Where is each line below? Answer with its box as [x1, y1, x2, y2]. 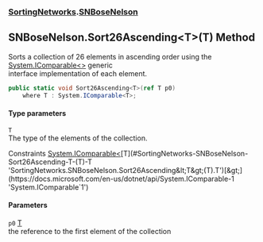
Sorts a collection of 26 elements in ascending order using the [8, 52, 212, 61]
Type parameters [8, 109, 67, 118]
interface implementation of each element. [8, 68, 148, 78]
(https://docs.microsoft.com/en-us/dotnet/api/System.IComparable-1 [8, 174, 234, 183]
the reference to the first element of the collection [8, 226, 172, 236]
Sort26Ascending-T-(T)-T [8, 157, 93, 167]
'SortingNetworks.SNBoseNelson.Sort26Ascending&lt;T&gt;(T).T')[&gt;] [8, 165, 243, 175]
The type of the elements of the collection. [8, 133, 148, 143]
